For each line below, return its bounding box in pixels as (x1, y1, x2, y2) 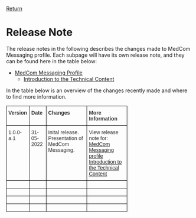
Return (6, 5, 22, 12)
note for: (89, 135, 108, 141)
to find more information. (6, 93, 67, 100)
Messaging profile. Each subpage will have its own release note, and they (6, 51, 185, 58)
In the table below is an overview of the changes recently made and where (6, 87, 188, 94)
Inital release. (48, 129, 79, 135)
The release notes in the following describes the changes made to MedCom (6, 45, 191, 52)
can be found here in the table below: (6, 57, 97, 64)
